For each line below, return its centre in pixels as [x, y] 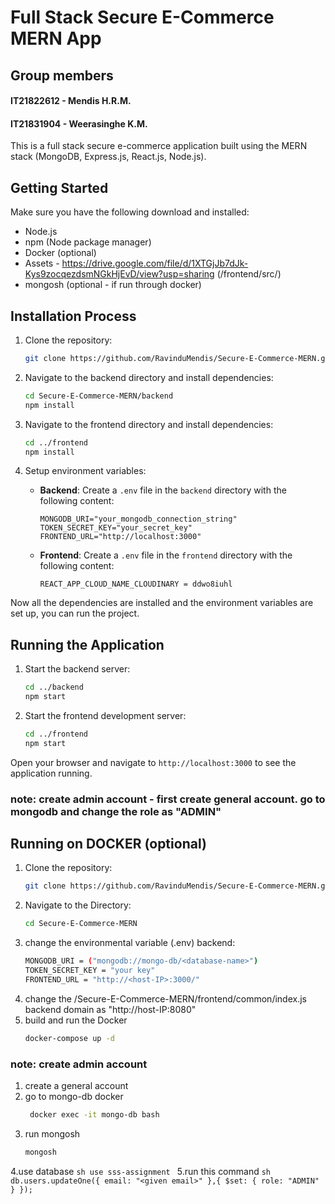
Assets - [42, 263]
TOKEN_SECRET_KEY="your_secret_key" [116, 528]
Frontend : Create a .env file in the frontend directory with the [166, 555]
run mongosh [52, 1133]
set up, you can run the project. [75, 613]
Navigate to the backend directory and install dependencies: [149, 377]
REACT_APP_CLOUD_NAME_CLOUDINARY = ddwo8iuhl [136, 584]
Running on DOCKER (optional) [108, 844]
